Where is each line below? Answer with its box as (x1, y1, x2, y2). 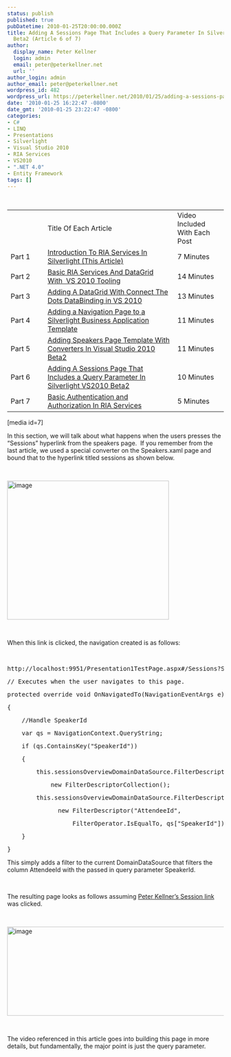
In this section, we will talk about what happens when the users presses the (7, 431, 221, 440)
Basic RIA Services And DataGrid (47, 268, 154, 277)
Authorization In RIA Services (47, 401, 142, 410)
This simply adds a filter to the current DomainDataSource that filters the (7, 858, 213, 867)
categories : (7, 112, 41, 119)
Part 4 (10, 316, 31, 325)
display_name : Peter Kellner (13, 49, 97, 56)
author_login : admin (7, 74, 67, 81)
